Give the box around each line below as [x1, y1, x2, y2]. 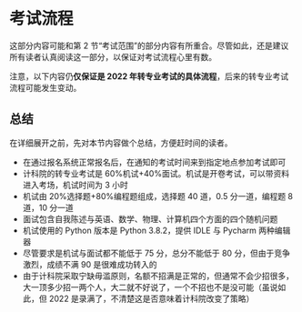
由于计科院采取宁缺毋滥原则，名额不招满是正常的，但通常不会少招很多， [22, 270, 294, 281]
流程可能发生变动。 [9, 82, 82, 93]
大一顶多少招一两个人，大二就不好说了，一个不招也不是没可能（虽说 [22, 281, 278, 292]
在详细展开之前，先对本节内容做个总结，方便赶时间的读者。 [9, 137, 233, 148]
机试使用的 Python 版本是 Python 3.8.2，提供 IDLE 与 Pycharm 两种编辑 [22, 225, 291, 236]
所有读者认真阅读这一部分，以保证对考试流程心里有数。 [9, 51, 216, 62]
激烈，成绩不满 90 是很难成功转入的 [22, 258, 157, 269]
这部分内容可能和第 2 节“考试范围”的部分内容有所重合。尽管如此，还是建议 [9, 40, 289, 51]
